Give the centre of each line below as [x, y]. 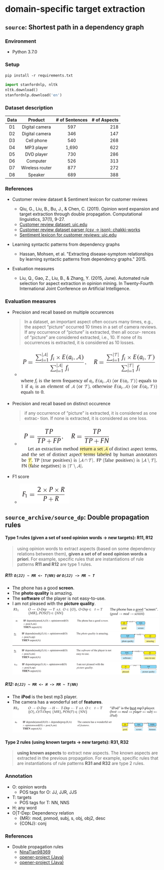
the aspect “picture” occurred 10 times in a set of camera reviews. [91, 327]
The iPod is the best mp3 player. [45, 697]
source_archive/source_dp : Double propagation [77, 517]
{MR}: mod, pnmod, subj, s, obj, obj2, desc [62, 818]
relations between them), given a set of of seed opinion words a [82, 554]
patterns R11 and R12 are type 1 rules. [54, 564]
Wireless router [37, 168]
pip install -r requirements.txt [39, 76]
